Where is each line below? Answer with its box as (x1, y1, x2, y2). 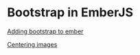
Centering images (7, 40, 58, 48)
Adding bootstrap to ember (7, 27, 84, 35)
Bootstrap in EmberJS (7, 5, 134, 20)
